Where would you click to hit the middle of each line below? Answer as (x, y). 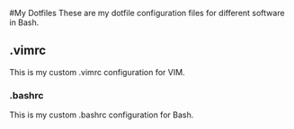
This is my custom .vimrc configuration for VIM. (98, 72)
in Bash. (24, 22)
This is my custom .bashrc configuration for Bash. (102, 115)
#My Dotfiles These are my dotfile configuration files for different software (147, 13)
